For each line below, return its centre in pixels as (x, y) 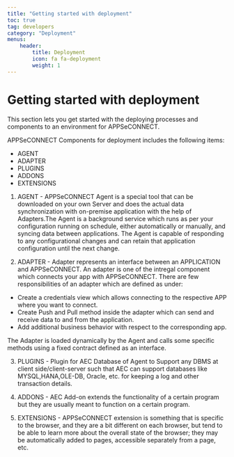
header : (31, 46)
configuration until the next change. (69, 248)
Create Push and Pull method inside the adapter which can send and (116, 312)
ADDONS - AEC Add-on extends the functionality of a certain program (118, 396)
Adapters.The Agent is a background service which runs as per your (115, 218)
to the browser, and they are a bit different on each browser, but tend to (120, 425)
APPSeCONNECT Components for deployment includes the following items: (116, 140)
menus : (17, 40)
